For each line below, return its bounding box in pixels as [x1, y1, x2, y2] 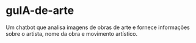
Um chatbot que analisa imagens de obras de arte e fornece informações [5, 24, 190, 31]
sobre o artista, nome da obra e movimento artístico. [5, 30, 138, 37]
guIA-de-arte [5, 4, 74, 18]
